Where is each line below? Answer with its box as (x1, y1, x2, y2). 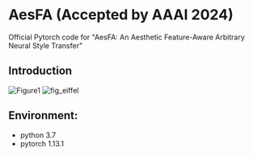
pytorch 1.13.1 (19, 138, 65, 148)
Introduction (8, 64, 73, 78)
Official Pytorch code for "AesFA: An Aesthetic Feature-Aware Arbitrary (8, 32, 245, 42)
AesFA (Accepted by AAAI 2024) (8, 6, 234, 24)
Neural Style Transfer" (8, 40, 83, 50)
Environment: (8, 109, 78, 122)
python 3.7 (19, 130, 57, 140)
